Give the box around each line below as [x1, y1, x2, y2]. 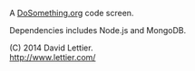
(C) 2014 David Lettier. [9, 42, 93, 53]
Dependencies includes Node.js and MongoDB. [9, 25, 187, 35]
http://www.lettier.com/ [9, 52, 96, 62]
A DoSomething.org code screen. [9, 8, 134, 18]
